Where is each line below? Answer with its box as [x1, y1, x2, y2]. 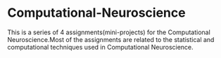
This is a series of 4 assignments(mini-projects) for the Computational [7, 28, 211, 36]
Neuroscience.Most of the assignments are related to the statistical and [7, 35, 215, 43]
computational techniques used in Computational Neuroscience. [7, 43, 194, 51]
